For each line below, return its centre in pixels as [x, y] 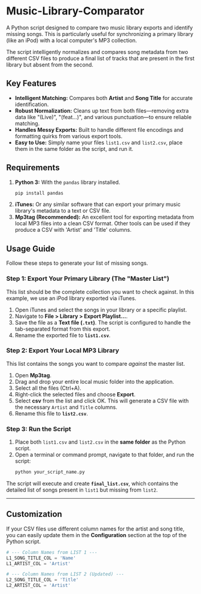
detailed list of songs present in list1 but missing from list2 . [82, 490]
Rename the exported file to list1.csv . [63, 335]
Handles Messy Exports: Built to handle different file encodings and [99, 129]
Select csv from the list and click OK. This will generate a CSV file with [102, 401]
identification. [32, 104]
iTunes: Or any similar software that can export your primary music [98, 204]
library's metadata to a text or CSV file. [63, 211]
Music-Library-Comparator [75, 11]
